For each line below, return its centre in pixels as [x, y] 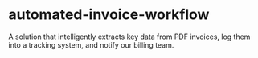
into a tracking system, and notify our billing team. [91, 44]
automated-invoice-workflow [109, 15]
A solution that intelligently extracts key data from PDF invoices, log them [129, 37]
